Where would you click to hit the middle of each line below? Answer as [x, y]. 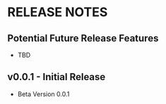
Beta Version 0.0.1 [43, 94]
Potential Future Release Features [83, 38]
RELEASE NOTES [58, 12]
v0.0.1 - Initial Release [57, 77]
